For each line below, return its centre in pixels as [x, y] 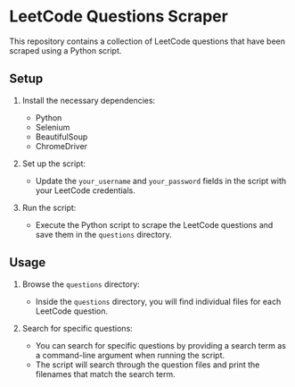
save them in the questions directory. [103, 234]
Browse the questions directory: [81, 284]
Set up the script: [54, 164]
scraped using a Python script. [66, 50]
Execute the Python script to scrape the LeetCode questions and [154, 224]
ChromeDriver [61, 146]
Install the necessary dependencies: [89, 100]
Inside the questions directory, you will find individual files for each [158, 301]
